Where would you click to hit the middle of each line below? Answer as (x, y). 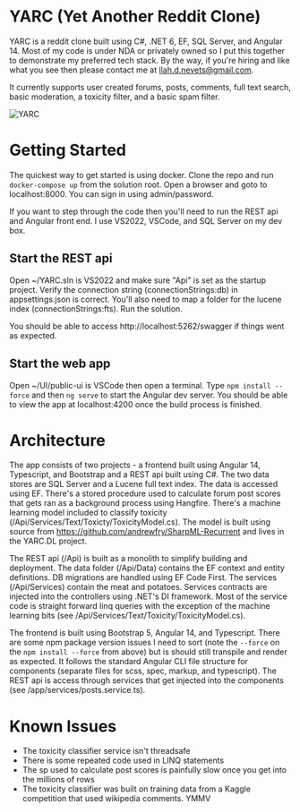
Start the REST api (61, 258)
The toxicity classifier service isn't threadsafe (106, 751)
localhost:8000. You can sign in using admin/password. (111, 193)
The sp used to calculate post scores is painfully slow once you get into (154, 770)
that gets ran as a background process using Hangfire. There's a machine (145, 503)
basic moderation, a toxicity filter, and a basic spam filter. (115, 97)
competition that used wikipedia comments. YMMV (116, 799)
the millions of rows (59, 780)
